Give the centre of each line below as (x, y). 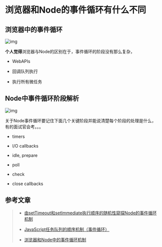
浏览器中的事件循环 (34, 29)
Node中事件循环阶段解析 (42, 99)
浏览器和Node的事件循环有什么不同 (76, 10)
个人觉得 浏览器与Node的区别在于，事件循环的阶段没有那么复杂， (70, 51)
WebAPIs (21, 61)
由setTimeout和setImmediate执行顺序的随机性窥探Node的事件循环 (90, 213)
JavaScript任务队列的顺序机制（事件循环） (67, 229)
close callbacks (28, 184)
